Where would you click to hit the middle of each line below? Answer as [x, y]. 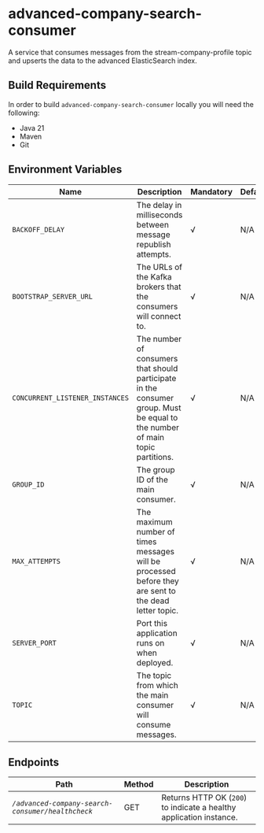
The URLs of [159, 267]
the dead [153, 601]
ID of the [152, 479]
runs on [150, 642]
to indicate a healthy [198, 808]
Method [139, 784]
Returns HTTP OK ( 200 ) [204, 798]
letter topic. [158, 610]
